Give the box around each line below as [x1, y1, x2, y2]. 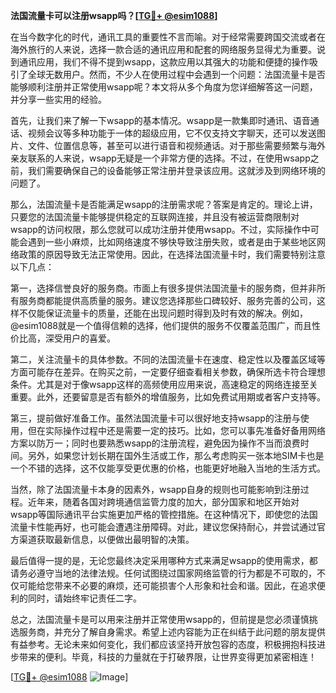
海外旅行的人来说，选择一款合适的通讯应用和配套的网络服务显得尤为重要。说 [10, 44, 326, 55]
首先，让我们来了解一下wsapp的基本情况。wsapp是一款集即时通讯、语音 [10, 115, 311, 126]
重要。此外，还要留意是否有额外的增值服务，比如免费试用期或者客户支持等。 [10, 391, 326, 403]
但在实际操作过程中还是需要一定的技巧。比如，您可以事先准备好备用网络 [27, 425, 326, 436]
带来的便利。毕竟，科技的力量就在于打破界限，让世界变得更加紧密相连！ [18, 651, 317, 663]
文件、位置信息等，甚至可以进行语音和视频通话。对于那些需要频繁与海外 [27, 140, 326, 151]
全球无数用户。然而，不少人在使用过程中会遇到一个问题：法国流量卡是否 [27, 69, 326, 80]
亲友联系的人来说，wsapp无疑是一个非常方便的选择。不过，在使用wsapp [10, 152, 311, 164]
